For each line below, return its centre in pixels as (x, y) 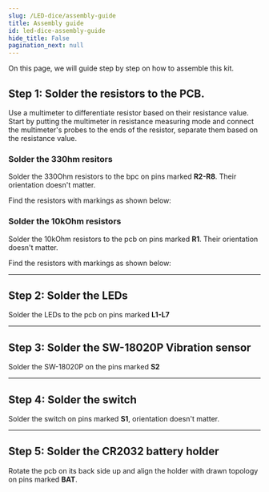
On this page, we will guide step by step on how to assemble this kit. (121, 68)
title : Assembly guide (46, 23)
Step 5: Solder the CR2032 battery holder (114, 452)
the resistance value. (43, 138)
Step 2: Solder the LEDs (68, 295)
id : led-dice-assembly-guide (57, 30)
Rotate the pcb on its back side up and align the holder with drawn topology (133, 470)
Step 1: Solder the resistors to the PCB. (106, 93)
